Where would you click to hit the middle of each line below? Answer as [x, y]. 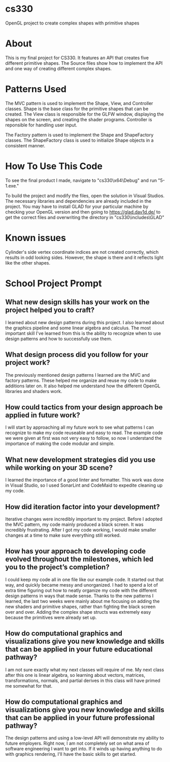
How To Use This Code [54, 166]
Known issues [36, 238]
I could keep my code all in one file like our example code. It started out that [84, 580]
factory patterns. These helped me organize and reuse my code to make [81, 380]
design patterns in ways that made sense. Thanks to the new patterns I [79, 596]
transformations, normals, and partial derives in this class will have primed [83, 680]
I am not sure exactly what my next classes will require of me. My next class [85, 669]
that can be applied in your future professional [80, 717]
